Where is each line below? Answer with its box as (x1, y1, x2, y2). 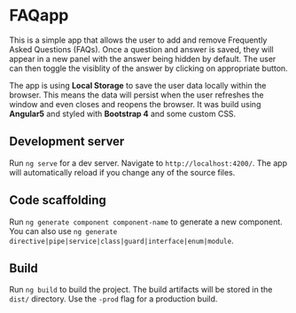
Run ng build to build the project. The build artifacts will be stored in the (9, 285, 273, 295)
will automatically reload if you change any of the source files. (9, 167, 236, 177)
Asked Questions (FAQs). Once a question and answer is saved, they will (9, 43, 274, 54)
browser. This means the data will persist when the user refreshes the (9, 90, 264, 100)
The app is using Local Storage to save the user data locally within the (9, 80, 267, 90)
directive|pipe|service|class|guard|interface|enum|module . (9, 235, 234, 246)
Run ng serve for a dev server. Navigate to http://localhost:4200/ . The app (9, 157, 288, 168)
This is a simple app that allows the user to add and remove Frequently (9, 35, 268, 45)
